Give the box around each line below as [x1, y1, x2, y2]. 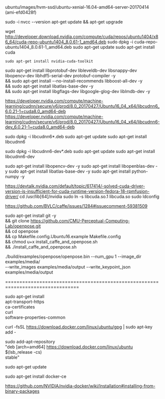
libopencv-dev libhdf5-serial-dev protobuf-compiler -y [5, 73, 116, 78]
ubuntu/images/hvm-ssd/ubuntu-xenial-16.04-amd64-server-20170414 [5, 4, 149, 10]
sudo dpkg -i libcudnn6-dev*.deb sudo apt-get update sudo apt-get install [5, 149, 156, 154]
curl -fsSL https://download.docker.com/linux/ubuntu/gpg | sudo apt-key [5, 324, 153, 330]
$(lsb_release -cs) [5, 349, 42, 355]
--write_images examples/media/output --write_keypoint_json [5, 264, 131, 270]
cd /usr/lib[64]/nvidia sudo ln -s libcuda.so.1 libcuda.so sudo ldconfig [19, 194, 160, 199]
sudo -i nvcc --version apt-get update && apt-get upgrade [5, 19, 123, 25]
